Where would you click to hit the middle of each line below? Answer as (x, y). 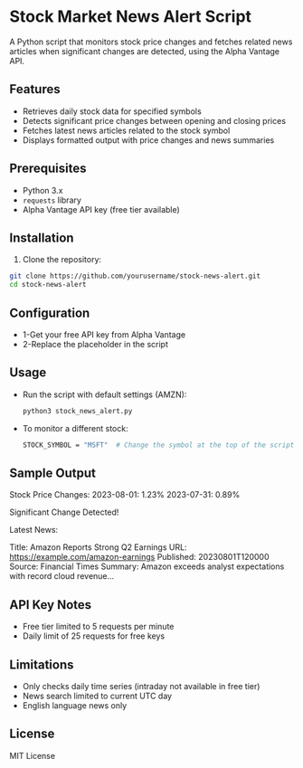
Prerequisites (48, 169)
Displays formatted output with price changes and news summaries (148, 140)
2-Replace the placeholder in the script (95, 344)
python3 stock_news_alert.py (77, 411)
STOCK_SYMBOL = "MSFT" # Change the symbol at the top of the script (158, 445)
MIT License (33, 755)
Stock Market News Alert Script (130, 17)
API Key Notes (51, 605)
